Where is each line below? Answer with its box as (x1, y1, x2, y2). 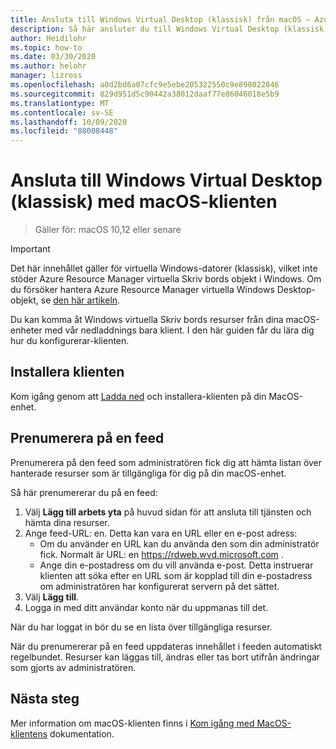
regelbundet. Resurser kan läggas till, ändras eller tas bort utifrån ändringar (10, 651, 321, 663)
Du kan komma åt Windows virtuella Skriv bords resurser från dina (10, 314, 284, 326)
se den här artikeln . (40, 294, 121, 306)
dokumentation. (49, 727, 115, 740)
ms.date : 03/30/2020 (10, 52, 97, 62)
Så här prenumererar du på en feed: (10, 486, 158, 498)
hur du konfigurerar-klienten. (10, 335, 130, 347)
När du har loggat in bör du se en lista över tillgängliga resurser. (10, 621, 273, 633)
